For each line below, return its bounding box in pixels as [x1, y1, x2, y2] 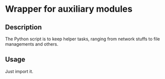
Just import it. [5, 68, 33, 74]
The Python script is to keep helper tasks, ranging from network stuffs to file [5, 36, 160, 42]
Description [5, 23, 42, 31]
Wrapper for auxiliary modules [5, 3, 133, 15]
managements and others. [5, 41, 59, 47]
